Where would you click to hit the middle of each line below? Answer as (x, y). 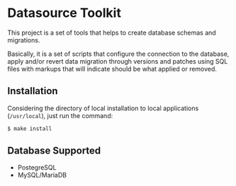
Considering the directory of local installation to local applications (103, 108)
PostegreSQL (37, 168)
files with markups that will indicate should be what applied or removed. (112, 69)
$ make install (30, 129)
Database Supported (54, 151)
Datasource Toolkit (64, 13)
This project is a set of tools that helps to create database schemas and (112, 33)
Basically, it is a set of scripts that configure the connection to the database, (118, 54)
